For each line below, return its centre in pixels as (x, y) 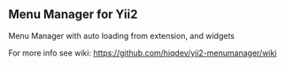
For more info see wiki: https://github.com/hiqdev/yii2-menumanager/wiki (143, 53)
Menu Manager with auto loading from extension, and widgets (122, 35)
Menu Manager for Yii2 (73, 15)
